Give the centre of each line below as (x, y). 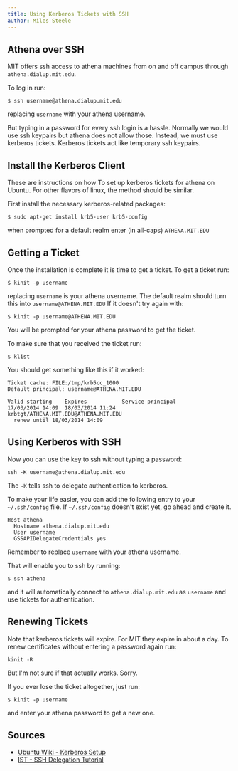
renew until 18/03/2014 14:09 (58, 420)
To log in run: (27, 88)
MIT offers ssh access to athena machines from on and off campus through (118, 67)
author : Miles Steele (39, 21)
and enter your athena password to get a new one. (81, 713)
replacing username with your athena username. (76, 114)
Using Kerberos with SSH (64, 442)
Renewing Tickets (48, 622)
